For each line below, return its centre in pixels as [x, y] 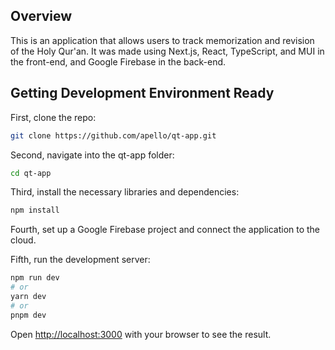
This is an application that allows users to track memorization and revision [162, 40]
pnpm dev [28, 315]
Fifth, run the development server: [80, 260]
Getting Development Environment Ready [142, 93]
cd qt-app [31, 173]
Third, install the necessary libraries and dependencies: [125, 192]
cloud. [23, 240]
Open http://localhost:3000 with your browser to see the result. [141, 334]
